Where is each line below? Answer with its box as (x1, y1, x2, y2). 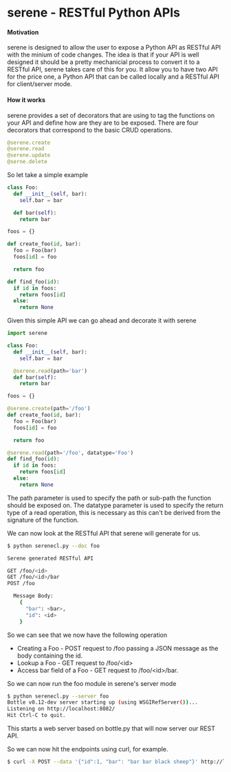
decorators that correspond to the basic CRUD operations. (7, 125, 173, 134)
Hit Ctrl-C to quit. (7, 712, 67, 719)
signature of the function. (7, 516, 79, 524)
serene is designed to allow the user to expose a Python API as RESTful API (7, 43, 221, 52)
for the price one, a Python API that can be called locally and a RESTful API (7, 72, 220, 81)
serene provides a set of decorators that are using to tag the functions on (7, 111, 215, 119)
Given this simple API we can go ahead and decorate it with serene (7, 316, 197, 325)
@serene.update (7, 152, 51, 159)
